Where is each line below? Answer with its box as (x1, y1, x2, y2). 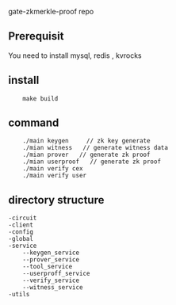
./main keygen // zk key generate (22, 137, 151, 145)
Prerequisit (8, 29, 64, 43)
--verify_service (22, 276, 80, 284)
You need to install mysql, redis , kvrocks (8, 51, 142, 60)
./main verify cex (22, 165, 83, 173)
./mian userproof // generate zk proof (22, 158, 161, 166)
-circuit (8, 214, 37, 223)
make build (22, 94, 59, 102)
